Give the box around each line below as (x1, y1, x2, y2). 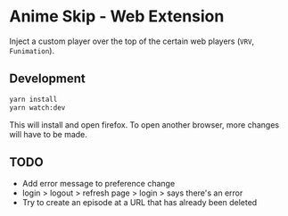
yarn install (9, 95, 58, 104)
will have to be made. (9, 129, 87, 139)
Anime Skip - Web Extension (9, 6, 225, 27)
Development (9, 71, 86, 87)
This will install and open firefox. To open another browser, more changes (9, 119, 279, 130)
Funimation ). (9, 45, 55, 55)
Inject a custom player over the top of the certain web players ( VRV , (9, 36, 255, 46)
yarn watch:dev (9, 103, 66, 112)
